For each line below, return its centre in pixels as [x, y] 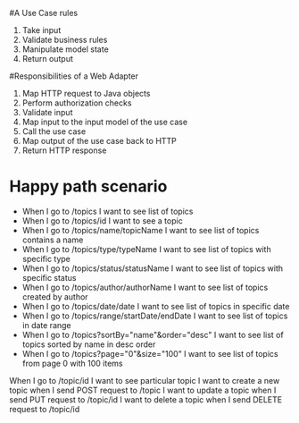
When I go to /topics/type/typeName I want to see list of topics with [146, 249]
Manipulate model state [65, 49]
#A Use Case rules [44, 13]
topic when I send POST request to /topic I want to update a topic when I [143, 390]
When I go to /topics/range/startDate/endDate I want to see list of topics [155, 316]
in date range [46, 325]
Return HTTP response [64, 150]
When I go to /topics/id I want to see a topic [102, 220]
